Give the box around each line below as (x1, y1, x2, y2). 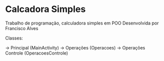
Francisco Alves (5, 25, 39, 31)
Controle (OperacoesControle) (5, 50, 68, 56)
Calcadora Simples (5, 3, 86, 15)
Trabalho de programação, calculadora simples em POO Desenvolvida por (5, 20, 159, 26)
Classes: (5, 35, 23, 41)
